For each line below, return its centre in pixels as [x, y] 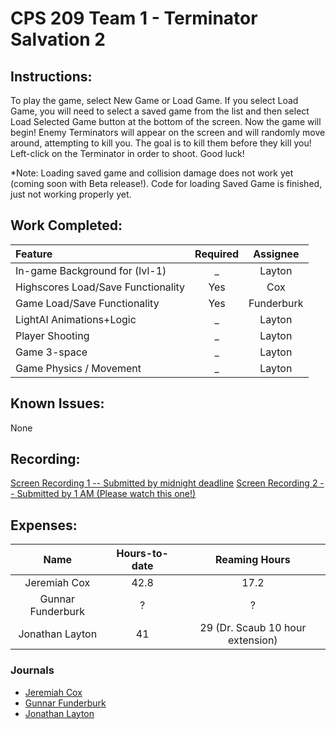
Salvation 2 [58, 39]
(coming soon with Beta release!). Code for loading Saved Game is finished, [166, 183]
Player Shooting [52, 335]
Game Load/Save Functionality [87, 303]
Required [217, 254]
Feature [34, 254]
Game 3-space [51, 352]
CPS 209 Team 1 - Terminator [134, 18]
